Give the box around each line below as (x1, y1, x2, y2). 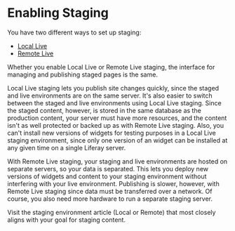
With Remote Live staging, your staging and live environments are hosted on (7, 157, 228, 166)
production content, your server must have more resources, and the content (7, 114, 227, 122)
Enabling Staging (7, 5, 109, 21)
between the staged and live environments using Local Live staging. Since (7, 98, 222, 107)
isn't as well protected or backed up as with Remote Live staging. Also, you (7, 121, 224, 129)
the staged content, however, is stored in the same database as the (7, 106, 201, 114)
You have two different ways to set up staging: (7, 28, 142, 37)
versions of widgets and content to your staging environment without (7, 172, 207, 180)
